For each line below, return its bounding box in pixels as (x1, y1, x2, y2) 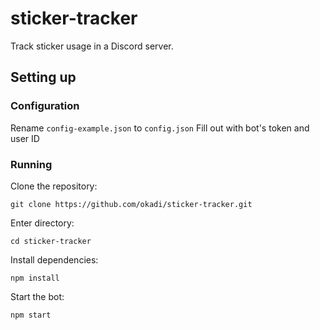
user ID (10, 132, 40, 144)
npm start (10, 310, 52, 320)
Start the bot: (10, 290, 65, 302)
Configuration (10, 99, 80, 113)
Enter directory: (10, 217, 75, 229)
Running (10, 157, 53, 171)
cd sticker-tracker (10, 236, 92, 246)
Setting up (10, 69, 77, 86)
